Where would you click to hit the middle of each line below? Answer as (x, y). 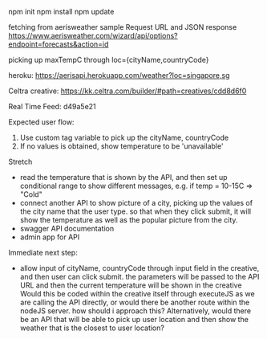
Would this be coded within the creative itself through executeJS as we (137, 294)
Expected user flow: (41, 122)
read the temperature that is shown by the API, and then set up (123, 177)
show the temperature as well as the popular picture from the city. (129, 220)
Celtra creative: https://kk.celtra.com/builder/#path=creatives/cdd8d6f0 (127, 91)
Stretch (20, 161)
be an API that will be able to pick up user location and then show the (134, 319)
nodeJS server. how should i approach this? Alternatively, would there (135, 311)
